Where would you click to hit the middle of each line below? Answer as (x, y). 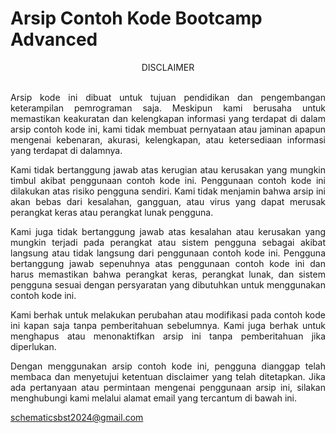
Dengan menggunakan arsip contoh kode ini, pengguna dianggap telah (168, 366)
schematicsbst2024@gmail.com (77, 417)
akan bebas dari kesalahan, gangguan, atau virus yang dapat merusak (168, 201)
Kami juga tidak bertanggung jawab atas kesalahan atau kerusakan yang (168, 231)
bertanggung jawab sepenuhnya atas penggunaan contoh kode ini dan (168, 263)
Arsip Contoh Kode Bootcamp (136, 18)
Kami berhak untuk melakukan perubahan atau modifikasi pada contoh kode (168, 314)
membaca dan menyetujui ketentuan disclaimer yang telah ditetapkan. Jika (168, 376)
